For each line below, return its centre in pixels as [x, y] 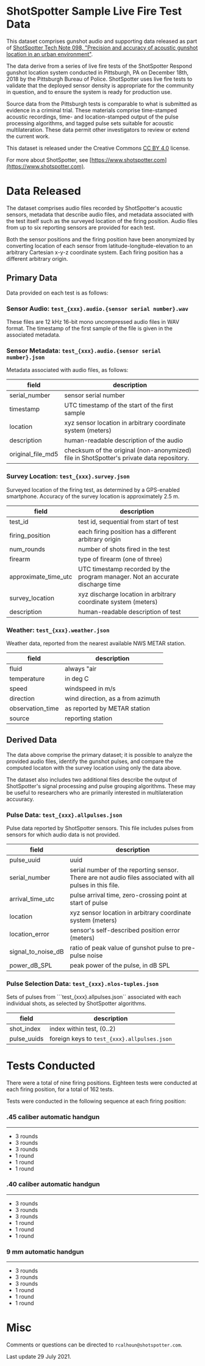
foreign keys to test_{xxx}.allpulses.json [111, 1039]
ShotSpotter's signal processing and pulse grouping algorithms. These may [101, 786]
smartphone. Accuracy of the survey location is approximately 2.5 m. [93, 496]
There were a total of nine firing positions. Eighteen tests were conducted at [102, 1083]
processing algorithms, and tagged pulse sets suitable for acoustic [90, 123]
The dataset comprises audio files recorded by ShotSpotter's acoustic [95, 208]
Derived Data [32, 740]
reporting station [89, 718]
